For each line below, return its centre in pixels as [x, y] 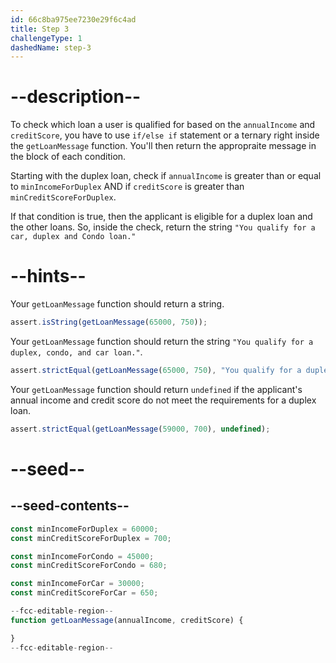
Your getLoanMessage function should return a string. [117, 304]
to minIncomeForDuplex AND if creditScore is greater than [127, 187]
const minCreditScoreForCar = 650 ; [84, 593]
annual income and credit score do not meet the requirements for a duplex [163, 400]
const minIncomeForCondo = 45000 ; [82, 556]
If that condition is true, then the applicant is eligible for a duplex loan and [161, 217]
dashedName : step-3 [51, 47]
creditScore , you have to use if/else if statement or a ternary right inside [165, 135]
